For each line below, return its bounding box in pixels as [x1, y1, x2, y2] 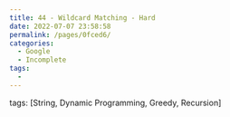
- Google [17, 47, 51, 56]
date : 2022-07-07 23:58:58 [9, 22, 111, 31]
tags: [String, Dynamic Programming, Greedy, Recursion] [9, 97, 222, 108]
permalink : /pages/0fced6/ [9, 30, 111, 39]
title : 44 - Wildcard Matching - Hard [9, 13, 156, 23]
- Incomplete [17, 55, 67, 64]
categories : [9, 38, 54, 48]
